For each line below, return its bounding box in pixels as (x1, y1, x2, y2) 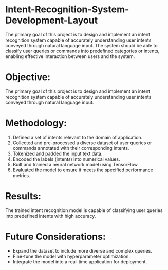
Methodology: (5, 117, 67, 129)
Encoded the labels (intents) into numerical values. (12, 156, 120, 162)
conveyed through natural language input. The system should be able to (5, 42, 158, 48)
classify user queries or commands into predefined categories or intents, (5, 48, 160, 54)
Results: (5, 190, 41, 202)
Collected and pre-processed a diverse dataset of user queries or (12, 140, 152, 146)
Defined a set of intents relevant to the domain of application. (12, 134, 143, 140)
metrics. (12, 172, 31, 178)
